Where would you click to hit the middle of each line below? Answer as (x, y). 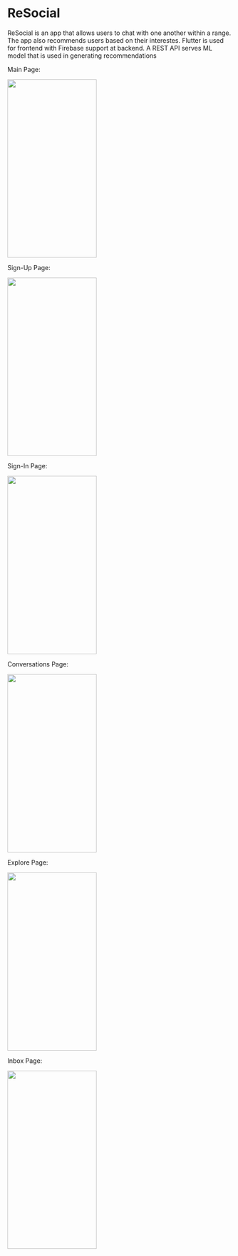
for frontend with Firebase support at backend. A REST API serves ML (110, 48)
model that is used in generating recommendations (82, 56)
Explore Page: (28, 862)
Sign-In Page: (27, 465)
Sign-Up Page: (29, 267)
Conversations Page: (38, 664)
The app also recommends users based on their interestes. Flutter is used (116, 40)
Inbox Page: (25, 1061)
